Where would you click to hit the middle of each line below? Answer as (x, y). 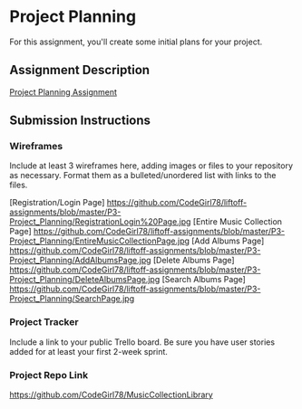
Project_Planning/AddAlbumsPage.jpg (80, 261)
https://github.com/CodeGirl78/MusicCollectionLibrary (111, 395)
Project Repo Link (49, 375)
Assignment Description (80, 70)
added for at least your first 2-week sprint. (88, 351)
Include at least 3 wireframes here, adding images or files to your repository (151, 166)
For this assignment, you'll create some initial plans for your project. (136, 42)
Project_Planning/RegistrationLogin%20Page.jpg (100, 222)
